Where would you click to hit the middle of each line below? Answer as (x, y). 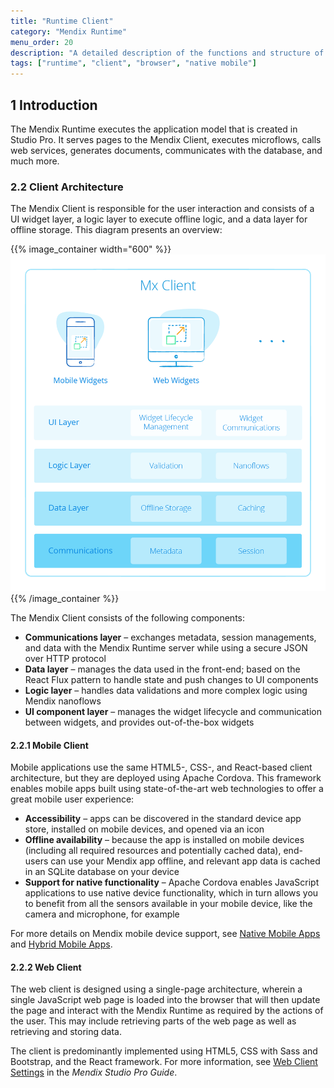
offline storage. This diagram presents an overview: (116, 230)
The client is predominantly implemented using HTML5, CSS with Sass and (164, 1051)
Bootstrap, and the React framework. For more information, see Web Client (164, 1062)
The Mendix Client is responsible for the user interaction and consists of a (162, 209)
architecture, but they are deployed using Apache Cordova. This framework (166, 778)
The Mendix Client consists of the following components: (127, 617)
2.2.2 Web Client (46, 967)
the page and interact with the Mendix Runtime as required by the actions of (167, 1011)
